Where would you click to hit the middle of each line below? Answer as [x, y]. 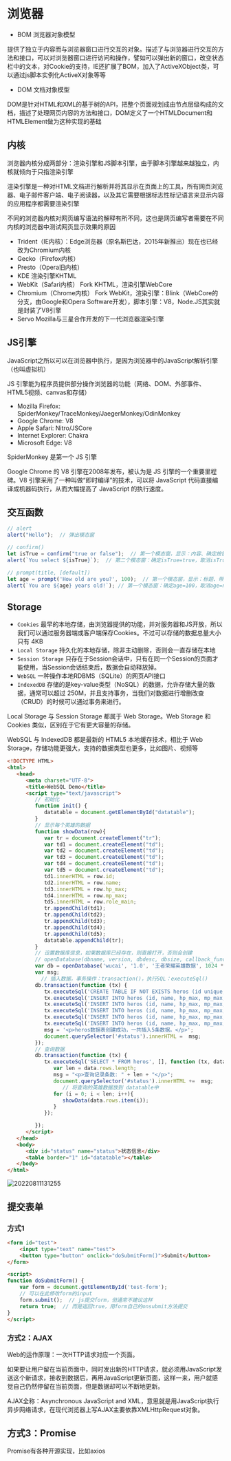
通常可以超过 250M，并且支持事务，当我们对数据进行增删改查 [117, 693]
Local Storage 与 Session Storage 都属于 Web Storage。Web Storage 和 [109, 716]
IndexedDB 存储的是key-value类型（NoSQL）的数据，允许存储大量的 [113, 685]
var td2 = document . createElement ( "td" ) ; [104, 851]
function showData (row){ [70, 831]
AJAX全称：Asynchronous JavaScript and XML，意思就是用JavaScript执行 [113, 1400]
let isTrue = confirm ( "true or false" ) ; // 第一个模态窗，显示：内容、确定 [112, 554]
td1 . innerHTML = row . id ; [79, 876]
